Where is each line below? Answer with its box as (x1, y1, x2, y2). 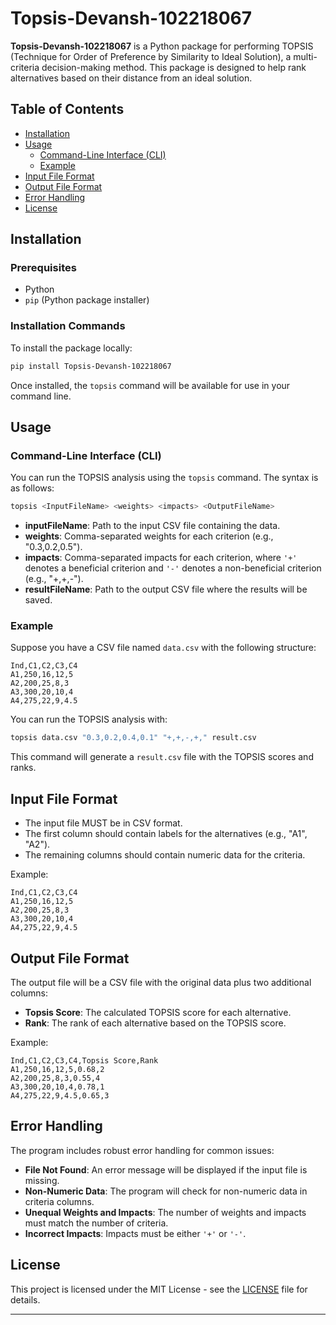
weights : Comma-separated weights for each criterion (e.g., (24, 530, 274, 542)
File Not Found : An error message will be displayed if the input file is (24, 1163, 308, 1176)
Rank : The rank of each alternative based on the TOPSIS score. (24, 1017, 287, 1029)
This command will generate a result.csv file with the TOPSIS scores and (10, 751, 314, 763)
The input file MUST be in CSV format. (24, 817, 183, 829)
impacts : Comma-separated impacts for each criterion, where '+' (24, 552, 298, 564)
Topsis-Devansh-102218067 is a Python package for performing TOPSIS (10, 40, 314, 52)
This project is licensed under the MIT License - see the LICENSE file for (10, 1283, 308, 1295)
